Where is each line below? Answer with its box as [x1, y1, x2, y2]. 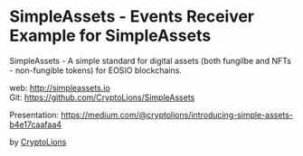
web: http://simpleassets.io [9, 82, 110, 93]
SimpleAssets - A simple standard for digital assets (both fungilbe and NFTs [9, 55, 292, 66]
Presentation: [9, 109, 60, 120]
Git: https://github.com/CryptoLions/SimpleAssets [9, 92, 195, 103]
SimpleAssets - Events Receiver [9, 6, 255, 27]
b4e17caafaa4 [9, 119, 62, 130]
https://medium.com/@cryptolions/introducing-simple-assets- [61, 109, 294, 120]
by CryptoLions [9, 136, 67, 147]
